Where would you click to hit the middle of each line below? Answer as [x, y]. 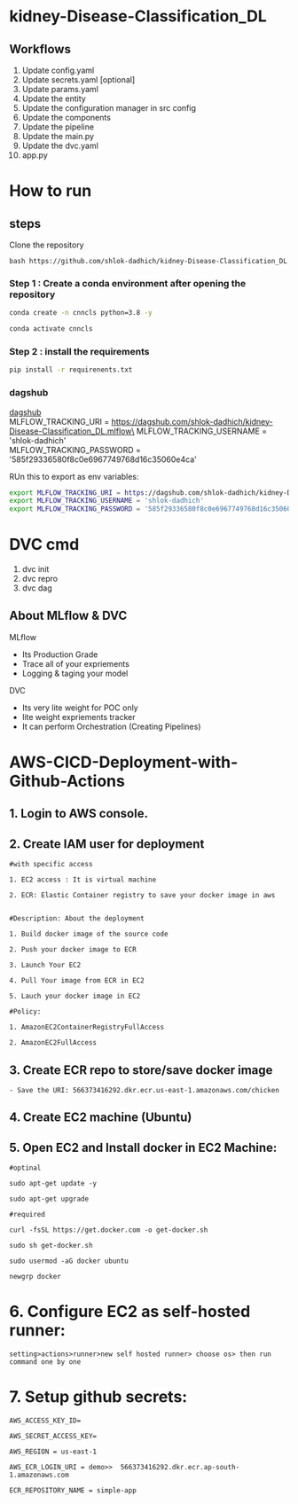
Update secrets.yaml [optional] [78, 80]
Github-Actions [67, 781]
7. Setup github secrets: [98, 1397]
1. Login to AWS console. [79, 814]
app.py [35, 155]
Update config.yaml [58, 70]
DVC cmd [44, 545]
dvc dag [37, 588]
